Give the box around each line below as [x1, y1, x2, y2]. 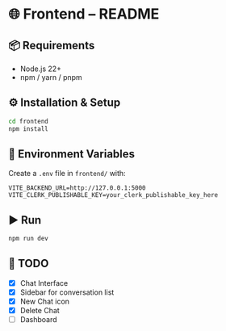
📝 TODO [8, 257, 49, 270]
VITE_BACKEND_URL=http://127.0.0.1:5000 [8, 184, 147, 192]
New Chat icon [19, 296, 70, 306]
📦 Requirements [8, 38, 95, 52]
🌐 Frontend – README [8, 5, 160, 23]
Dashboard [19, 315, 57, 325]
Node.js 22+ [19, 64, 62, 73]
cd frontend [8, 117, 48, 125]
